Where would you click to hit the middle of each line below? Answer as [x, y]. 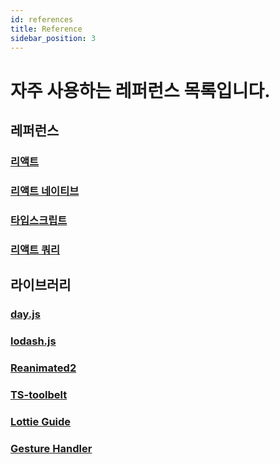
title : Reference [46, 29]
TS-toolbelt [39, 394]
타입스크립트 [39, 220]
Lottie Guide [41, 421]
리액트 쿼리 [35, 249]
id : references [42, 19]
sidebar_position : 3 [53, 38]
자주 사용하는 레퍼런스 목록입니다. [140, 90]
